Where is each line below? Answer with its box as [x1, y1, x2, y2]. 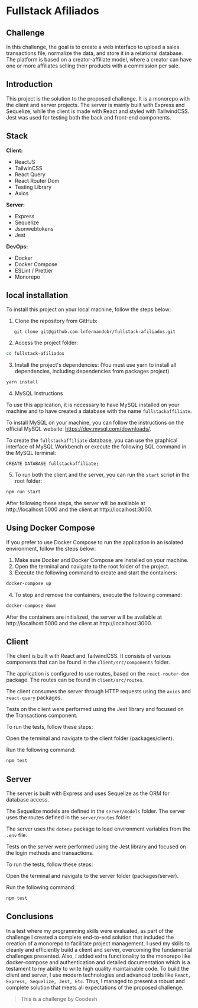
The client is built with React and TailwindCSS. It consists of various [6, 652, 171, 660]
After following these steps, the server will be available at [6, 500, 146, 507]
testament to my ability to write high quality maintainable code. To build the [6, 965, 189, 972]
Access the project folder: [14, 339, 78, 347]
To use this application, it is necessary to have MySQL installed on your [6, 401, 180, 409]
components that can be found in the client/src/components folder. [6, 658, 170, 666]
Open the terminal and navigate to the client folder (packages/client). [6, 735, 174, 742]
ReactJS [14, 158, 35, 165]
